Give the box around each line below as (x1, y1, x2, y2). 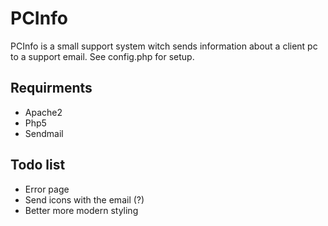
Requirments (10, 80, 93, 97)
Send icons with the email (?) (24, 193, 145, 206)
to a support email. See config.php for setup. (10, 50, 195, 62)
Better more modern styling (24, 204, 139, 216)
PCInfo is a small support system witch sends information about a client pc (10, 40, 318, 52)
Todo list (10, 157, 66, 174)
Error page (24, 183, 70, 195)
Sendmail (24, 127, 64, 139)
